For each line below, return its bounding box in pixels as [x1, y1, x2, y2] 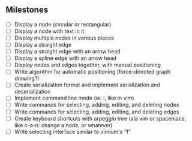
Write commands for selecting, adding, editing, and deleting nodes [14, 101, 179, 109]
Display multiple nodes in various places [14, 34, 115, 41]
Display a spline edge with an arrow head [14, 55, 117, 62]
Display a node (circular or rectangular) [14, 20, 112, 28]
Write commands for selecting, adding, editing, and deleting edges [14, 108, 179, 115]
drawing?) [14, 75, 40, 82]
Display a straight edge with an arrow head [14, 48, 121, 55]
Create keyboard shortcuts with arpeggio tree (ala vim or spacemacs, [14, 115, 187, 122]
